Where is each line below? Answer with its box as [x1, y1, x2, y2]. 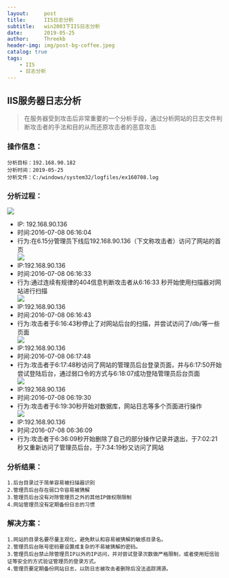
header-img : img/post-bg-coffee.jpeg [7, 42, 115, 49]
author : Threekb [7, 36, 67, 43]
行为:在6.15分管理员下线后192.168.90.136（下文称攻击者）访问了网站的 [16, 237, 215, 245]
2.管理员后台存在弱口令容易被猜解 [7, 486, 91, 494]
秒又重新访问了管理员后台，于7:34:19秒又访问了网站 [16, 443, 165, 451]
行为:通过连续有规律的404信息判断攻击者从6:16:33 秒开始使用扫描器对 [16, 278, 216, 286]
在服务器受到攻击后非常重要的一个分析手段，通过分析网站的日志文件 [23, 114, 217, 122]
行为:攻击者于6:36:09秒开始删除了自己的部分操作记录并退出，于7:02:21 [16, 434, 218, 442]
